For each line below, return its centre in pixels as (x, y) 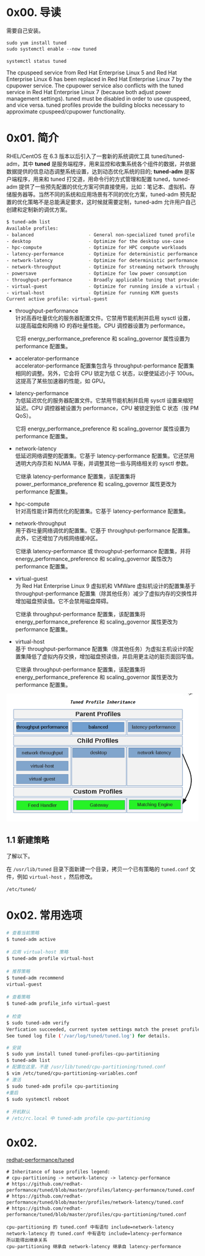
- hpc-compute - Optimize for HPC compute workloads (97, 248)
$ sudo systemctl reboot (38, 1099)
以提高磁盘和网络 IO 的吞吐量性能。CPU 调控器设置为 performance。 (102, 326)
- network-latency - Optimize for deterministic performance (102, 261)
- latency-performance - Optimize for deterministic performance (102, 254)
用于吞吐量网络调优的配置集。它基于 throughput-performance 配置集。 (104, 531)
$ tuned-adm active (31, 939)
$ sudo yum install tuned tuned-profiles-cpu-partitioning (83, 1054)
